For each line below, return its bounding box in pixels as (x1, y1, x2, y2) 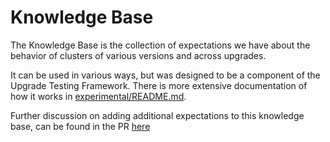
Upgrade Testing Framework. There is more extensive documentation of (10, 79, 308, 91)
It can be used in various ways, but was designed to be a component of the (10, 69, 321, 81)
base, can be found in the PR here (10, 120, 151, 132)
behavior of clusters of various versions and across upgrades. (10, 49, 267, 61)
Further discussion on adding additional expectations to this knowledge (10, 109, 305, 121)
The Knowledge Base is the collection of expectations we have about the (10, 39, 311, 51)
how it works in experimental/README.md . (10, 90, 187, 102)
